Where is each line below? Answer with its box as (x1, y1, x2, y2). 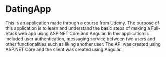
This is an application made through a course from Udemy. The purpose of (5, 20, 159, 26)
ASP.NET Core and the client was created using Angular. (5, 46, 122, 52)
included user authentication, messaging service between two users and (5, 36, 155, 42)
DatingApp (5, 3, 51, 15)
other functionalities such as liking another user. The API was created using (5, 41, 161, 47)
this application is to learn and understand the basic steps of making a (5, 25, 150, 31)
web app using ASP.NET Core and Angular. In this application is (18, 30, 149, 36)
